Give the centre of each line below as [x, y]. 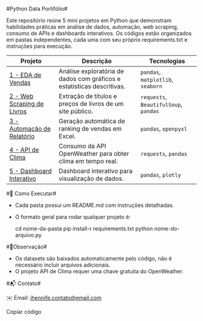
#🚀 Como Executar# [31, 193]
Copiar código [24, 312]
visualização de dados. [91, 179]
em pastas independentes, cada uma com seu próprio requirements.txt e [97, 40]
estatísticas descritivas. [92, 86]
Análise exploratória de [91, 71]
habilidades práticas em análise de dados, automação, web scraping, [92, 27]
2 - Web [21, 96]
